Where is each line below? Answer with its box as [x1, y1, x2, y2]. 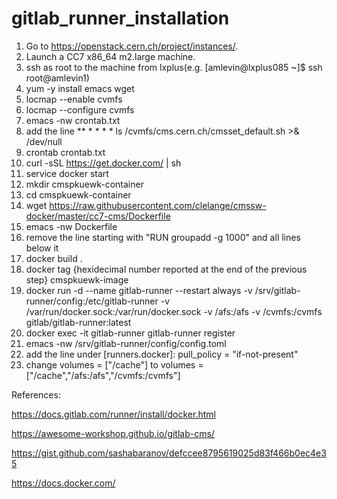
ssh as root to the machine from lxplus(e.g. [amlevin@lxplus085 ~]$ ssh [25, 61, 323, 73]
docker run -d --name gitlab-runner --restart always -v [25, 284, 253, 296]
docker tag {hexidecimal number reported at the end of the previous [25, 263, 308, 275]
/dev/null [25, 135, 63, 147]
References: [11, 388, 61, 401]
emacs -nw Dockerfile [25, 220, 118, 232]
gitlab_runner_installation [11, 7, 230, 30]
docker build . [25, 252, 83, 264]
